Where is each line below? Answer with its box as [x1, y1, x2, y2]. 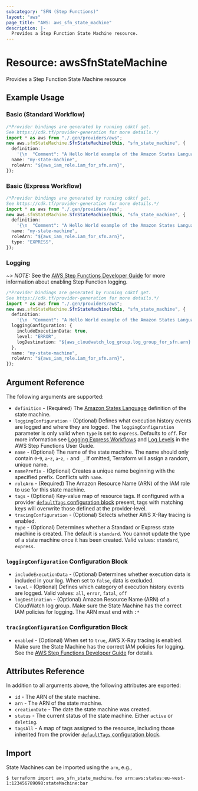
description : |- [6, 25, 46, 31]
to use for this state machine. [14, 486, 85, 493]
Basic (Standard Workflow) [6, 110, 85, 119]
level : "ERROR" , [16, 333, 57, 340]
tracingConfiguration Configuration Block [6, 623, 128, 632]
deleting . [14, 718, 38, 725]
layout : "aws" [6, 14, 41, 20]
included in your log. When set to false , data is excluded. [14, 577, 154, 584]
